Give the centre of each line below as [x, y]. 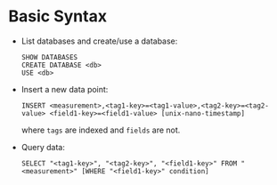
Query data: [43, 147]
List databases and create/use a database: [99, 41]
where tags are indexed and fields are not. [101, 130]
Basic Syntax [58, 16]
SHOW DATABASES [49, 57]
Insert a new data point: [65, 89]
